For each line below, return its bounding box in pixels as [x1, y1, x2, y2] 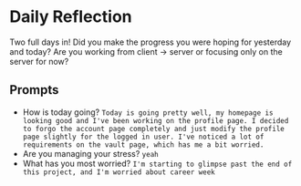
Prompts [9, 82, 59, 98]
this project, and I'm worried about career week [22, 167, 216, 177]
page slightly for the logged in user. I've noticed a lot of [22, 132, 265, 141]
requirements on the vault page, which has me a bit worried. [22, 139, 265, 150]
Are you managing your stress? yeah [22, 148, 159, 159]
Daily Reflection [9, 6, 132, 27]
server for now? [9, 56, 69, 67]
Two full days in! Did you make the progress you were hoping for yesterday [9, 36, 292, 47]
